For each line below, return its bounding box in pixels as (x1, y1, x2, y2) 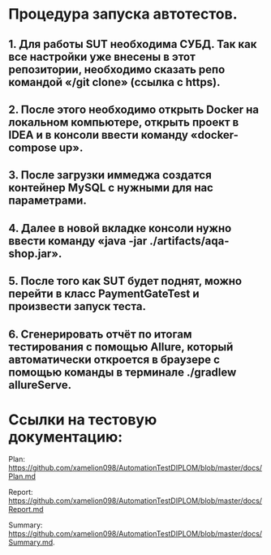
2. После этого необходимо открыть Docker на (8, 102, 260, 116)
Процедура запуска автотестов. (8, 5, 238, 24)
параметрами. (8, 194, 87, 208)
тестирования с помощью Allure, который (8, 340, 234, 354)
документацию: (8, 428, 123, 446)
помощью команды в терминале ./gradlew (8, 365, 237, 379)
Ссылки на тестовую (8, 411, 157, 428)
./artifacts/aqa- (148, 234, 230, 247)
